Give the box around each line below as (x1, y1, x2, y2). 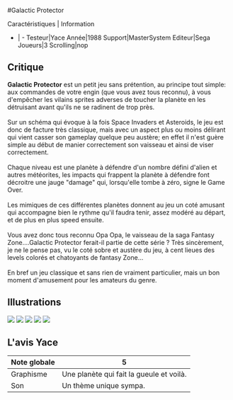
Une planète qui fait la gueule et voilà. (62, 370, 187, 379)
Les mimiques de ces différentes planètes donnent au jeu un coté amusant (7, 200, 225, 209)
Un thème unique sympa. (62, 381, 145, 391)
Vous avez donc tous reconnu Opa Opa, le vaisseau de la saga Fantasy (7, 230, 215, 239)
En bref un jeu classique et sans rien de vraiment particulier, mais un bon (7, 268, 220, 277)
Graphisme (11, 370, 47, 379)
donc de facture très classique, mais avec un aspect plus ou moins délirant (7, 125, 226, 134)
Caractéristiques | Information (7, 20, 95, 28)
